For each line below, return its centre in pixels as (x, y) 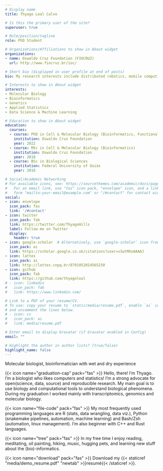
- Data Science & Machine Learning (41, 112)
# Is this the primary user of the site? (48, 23)
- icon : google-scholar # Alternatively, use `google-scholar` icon (77, 243)
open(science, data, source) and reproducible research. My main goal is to (80, 384)
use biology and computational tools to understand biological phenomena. (79, 388)
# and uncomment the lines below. (40, 310)
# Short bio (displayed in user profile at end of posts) (65, 72)
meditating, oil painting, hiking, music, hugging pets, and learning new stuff (80, 444)
